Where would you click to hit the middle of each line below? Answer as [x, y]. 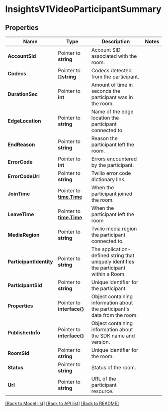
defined [100, 255]
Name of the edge [112, 112]
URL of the [104, 379]
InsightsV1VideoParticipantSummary [83, 9]
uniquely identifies [113, 262]
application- [116, 249]
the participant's [111, 309]
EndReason [21, 144]
